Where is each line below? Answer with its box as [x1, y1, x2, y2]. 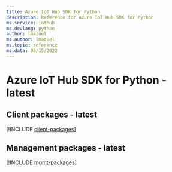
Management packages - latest [6, 143, 126, 153]
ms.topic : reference [6, 42, 58, 48]
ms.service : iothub [6, 20, 55, 26]
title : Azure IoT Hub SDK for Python [6, 8, 101, 15]
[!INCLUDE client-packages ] [6, 125, 76, 133]
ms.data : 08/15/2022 [6, 48, 58, 54]
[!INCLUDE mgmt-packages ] [6, 159, 77, 166]
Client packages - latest [6, 110, 98, 120]
